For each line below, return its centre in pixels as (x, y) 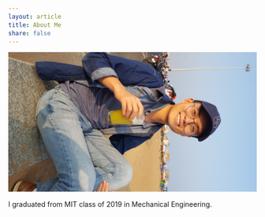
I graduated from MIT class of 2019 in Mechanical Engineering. (110, 204)
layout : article (35, 17)
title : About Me (35, 25)
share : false (30, 33)
